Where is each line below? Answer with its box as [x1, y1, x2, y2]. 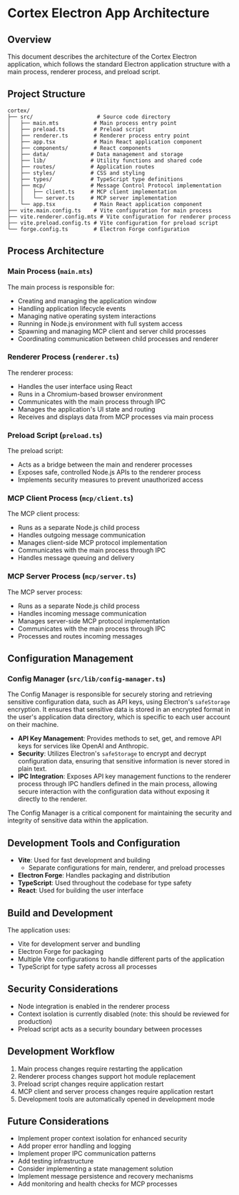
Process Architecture [7, 245, 105, 258]
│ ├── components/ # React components [7, 144, 152, 151]
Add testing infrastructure [17, 1157, 94, 1166]
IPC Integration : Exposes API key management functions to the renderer [17, 772, 231, 780]
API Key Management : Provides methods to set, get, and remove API [17, 734, 222, 743]
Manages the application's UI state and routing [17, 405, 156, 413]
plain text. [17, 765, 48, 773]
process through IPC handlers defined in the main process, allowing [17, 780, 218, 788]
